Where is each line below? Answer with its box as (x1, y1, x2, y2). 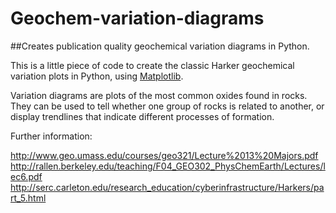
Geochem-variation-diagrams (10, 7, 265, 30)
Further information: (10, 130, 93, 142)
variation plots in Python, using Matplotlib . (10, 70, 184, 82)
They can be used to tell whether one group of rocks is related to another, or (10, 100, 325, 112)
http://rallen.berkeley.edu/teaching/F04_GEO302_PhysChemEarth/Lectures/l (10, 160, 326, 172)
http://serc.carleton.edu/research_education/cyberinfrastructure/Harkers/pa (10, 181, 325, 193)
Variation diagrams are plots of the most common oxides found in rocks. (10, 89, 308, 101)
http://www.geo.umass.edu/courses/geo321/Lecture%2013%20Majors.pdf (10, 149, 319, 161)
